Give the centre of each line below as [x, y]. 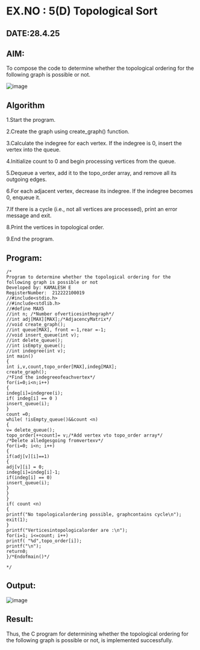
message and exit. [29, 216]
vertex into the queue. [33, 150]
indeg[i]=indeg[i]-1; [33, 472]
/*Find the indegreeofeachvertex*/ [51, 377]
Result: [20, 619]
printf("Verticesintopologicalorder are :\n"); [67, 531]
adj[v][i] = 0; [25, 467]
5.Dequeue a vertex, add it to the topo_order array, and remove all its [91, 173]
